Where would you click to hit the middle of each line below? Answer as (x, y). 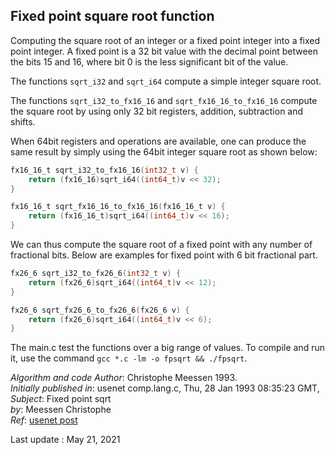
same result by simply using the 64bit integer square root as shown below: (164, 151)
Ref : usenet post (44, 420)
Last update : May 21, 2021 (65, 440)
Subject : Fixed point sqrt (61, 399)
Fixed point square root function (112, 16)
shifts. (23, 121)
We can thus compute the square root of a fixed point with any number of (161, 245)
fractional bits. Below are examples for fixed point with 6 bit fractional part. (164, 255)
